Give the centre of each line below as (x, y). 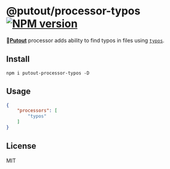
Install (18, 59)
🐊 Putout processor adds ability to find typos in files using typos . (85, 40)
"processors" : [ (37, 111)
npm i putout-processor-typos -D (48, 73)
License (21, 146)
